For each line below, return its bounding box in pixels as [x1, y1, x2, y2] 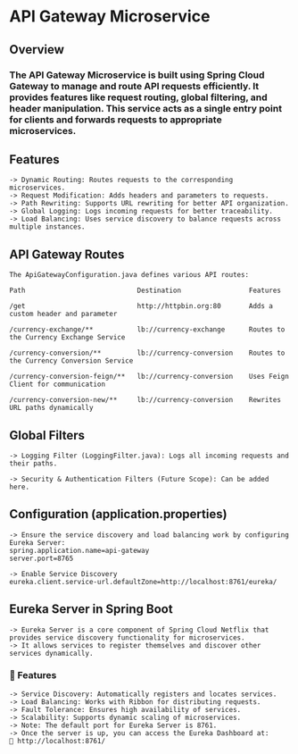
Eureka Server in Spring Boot [9, 601, 173, 617]
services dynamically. [9, 649, 94, 658]
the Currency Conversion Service [9, 356, 134, 365]
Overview [9, 42, 65, 57]
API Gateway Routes [9, 247, 125, 262]
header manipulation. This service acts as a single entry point [9, 102, 283, 114]
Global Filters [9, 427, 85, 443]
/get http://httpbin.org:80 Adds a [9, 302, 274, 311]
